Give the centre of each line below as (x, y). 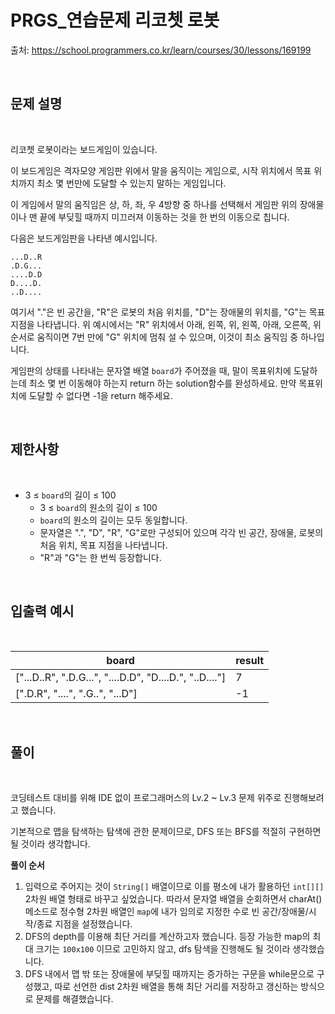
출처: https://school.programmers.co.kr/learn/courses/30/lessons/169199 (161, 50)
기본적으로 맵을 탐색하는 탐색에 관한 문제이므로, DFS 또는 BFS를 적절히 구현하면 (166, 832)
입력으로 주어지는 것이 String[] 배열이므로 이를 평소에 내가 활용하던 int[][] (174, 887)
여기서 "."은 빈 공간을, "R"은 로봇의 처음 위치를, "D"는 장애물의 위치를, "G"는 (158, 312)
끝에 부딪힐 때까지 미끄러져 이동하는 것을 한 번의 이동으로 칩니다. (164, 217)
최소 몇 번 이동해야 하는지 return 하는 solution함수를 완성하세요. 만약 (162, 383)
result (250, 661)
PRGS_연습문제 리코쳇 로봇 (115, 20)
